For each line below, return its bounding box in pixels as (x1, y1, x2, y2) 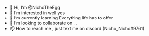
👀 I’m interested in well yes (9, 10, 65, 16)
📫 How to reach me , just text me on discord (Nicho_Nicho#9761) (9, 26, 145, 31)
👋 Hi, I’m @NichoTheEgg (9, 5, 61, 10)
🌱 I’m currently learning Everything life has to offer (9, 15, 113, 20)
